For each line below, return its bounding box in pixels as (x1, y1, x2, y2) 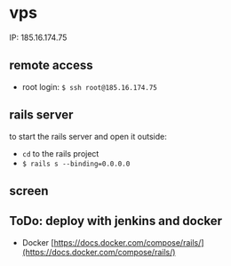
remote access (9, 58, 93, 73)
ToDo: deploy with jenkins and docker (9, 214, 223, 229)
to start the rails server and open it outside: (9, 131, 167, 141)
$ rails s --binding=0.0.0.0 (21, 159, 131, 168)
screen (9, 183, 49, 198)
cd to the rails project (21, 148, 100, 158)
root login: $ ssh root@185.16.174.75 (21, 81, 157, 92)
